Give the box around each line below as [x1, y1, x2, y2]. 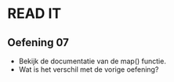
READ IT [7, 5, 62, 23]
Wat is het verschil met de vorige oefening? [18, 65, 159, 74]
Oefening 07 [7, 36, 70, 49]
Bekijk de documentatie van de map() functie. [18, 56, 166, 66]
